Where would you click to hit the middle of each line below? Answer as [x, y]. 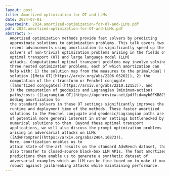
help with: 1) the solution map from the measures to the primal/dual [86, 72]
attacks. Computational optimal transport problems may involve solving [88, 62]
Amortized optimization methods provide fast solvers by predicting [83, 39]
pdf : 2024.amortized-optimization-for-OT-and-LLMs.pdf [64, 29]
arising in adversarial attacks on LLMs [53, 132]
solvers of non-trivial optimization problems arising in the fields [84, 52]
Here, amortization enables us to [46, 142]
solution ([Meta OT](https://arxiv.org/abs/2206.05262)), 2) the [80, 76]
